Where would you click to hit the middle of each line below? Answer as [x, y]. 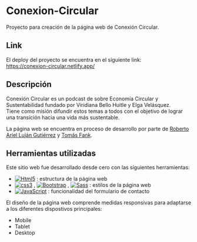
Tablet [22, 227]
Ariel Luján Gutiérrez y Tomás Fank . [49, 135]
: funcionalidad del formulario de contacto [99, 191]
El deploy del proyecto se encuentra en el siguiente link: [74, 59]
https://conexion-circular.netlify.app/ [51, 66]
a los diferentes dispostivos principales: [54, 209]
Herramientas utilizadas [51, 153]
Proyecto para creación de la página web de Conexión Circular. [83, 27]
